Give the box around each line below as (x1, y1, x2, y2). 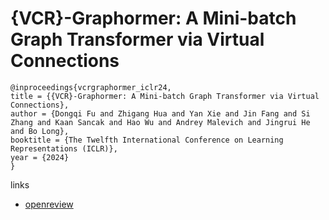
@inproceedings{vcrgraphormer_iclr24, (10, 82, 172, 92)
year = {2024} (10, 152, 70, 162)
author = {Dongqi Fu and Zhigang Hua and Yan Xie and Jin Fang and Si (10, 108, 311, 119)
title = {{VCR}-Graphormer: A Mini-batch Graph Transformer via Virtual (10, 91, 320, 101)
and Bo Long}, (10, 126, 70, 136)
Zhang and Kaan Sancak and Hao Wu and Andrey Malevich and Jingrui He (10, 117, 311, 127)
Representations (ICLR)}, (10, 143, 118, 154)
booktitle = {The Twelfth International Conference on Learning (10, 135, 284, 145)
